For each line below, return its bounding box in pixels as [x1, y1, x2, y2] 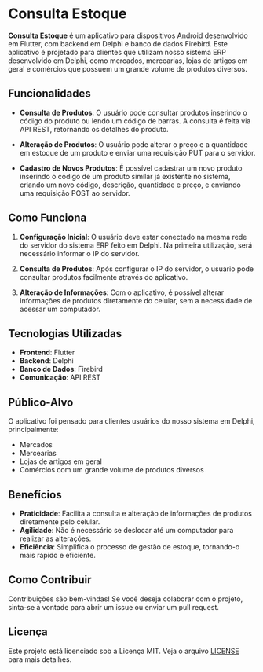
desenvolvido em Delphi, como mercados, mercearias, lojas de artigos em [8, 56, 248, 65]
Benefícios [8, 488, 62, 501]
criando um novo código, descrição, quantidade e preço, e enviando [19, 180, 241, 189]
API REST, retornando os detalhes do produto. [19, 124, 169, 134]
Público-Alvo [8, 395, 74, 409]
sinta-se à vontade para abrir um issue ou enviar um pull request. [8, 602, 220, 611]
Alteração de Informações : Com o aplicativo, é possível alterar [19, 288, 225, 297]
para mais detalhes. [8, 654, 72, 664]
